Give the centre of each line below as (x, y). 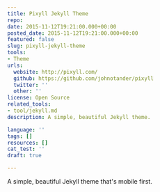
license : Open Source (39, 98)
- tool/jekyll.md (32, 111)
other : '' (27, 91)
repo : (15, 20)
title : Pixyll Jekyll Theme (48, 14)
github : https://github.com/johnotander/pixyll (84, 78)
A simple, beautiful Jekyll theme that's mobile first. (80, 181)
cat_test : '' (26, 149)
